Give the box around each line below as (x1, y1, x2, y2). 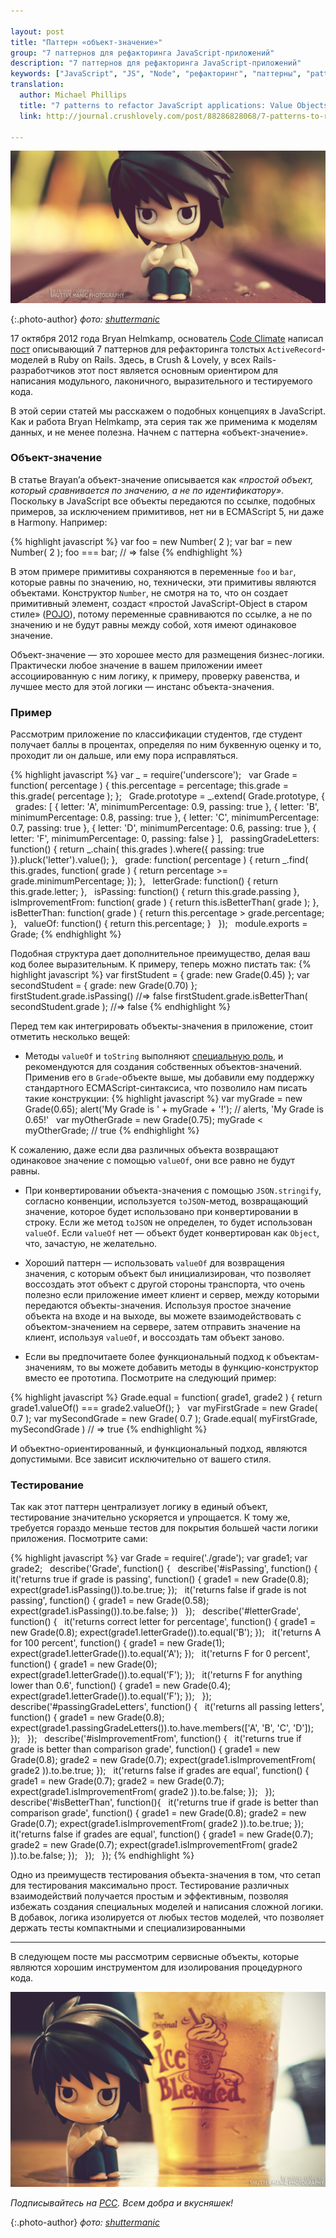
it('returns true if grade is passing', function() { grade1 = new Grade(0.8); (10, 1573, 310, 1585)
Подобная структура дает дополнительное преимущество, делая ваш (10, 948, 311, 960)
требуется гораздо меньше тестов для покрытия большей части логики (10, 1522, 319, 1534)
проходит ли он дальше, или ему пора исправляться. (10, 750, 239, 762)
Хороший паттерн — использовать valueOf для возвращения (24, 1257, 285, 1269)
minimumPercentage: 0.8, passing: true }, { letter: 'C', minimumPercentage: (10, 811, 320, 824)
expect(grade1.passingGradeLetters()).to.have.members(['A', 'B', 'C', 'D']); (10, 1722, 314, 1734)
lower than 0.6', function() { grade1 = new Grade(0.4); (10, 1680, 232, 1692)
